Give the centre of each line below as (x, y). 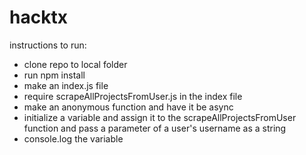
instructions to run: (48, 45)
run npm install (54, 75)
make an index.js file (66, 85)
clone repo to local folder (75, 64)
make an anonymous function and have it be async (128, 107)
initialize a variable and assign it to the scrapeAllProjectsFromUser (160, 117)
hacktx (38, 17)
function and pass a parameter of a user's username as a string (155, 128)
